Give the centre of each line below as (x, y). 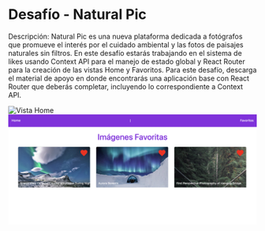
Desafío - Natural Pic (78, 15)
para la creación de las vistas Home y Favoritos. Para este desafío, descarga (132, 69)
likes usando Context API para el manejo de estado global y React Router (127, 61)
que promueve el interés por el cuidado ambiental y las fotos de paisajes (126, 44)
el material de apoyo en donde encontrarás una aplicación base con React (129, 78)
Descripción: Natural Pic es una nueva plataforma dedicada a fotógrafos (125, 36)
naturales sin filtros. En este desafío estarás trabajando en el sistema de (125, 53)
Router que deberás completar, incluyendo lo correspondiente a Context (125, 86)
